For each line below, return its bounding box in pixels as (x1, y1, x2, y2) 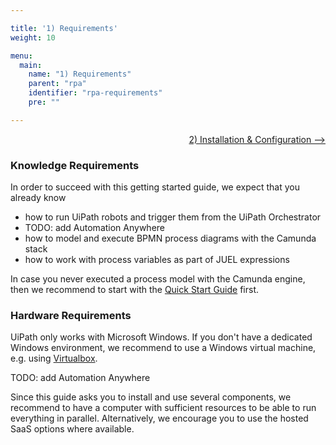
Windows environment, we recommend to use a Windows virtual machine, (10, 342, 317, 354)
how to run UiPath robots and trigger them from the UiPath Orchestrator (24, 211, 322, 223)
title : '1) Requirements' (10, 23, 118, 33)
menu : (10, 51, 33, 61)
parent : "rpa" (28, 79, 87, 89)
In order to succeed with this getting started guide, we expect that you (10, 181, 300, 193)
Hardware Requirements (10, 308, 132, 322)
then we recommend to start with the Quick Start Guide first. (10, 284, 260, 296)
